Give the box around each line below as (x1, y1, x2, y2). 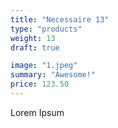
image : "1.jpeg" (10, 61, 78, 71)
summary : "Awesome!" (10, 70, 97, 80)
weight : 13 (10, 33, 56, 43)
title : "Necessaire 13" (10, 14, 110, 25)
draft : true (10, 42, 60, 53)
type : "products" (10, 24, 83, 34)
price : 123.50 (10, 79, 70, 90)
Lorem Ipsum (10, 106, 65, 118)
